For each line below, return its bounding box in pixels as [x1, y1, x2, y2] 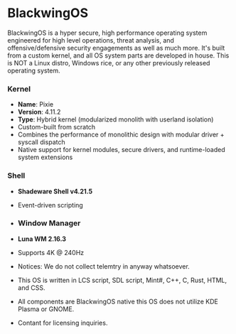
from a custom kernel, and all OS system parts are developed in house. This [7, 51, 230, 60]
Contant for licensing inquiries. [17, 318, 108, 327]
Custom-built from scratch [17, 123, 96, 131]
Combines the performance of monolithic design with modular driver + [17, 130, 225, 139]
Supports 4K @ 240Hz [17, 248, 85, 257]
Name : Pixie [17, 100, 54, 109]
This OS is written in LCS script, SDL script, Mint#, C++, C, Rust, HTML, [17, 276, 227, 284]
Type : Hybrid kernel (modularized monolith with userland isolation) [17, 115, 214, 124]
